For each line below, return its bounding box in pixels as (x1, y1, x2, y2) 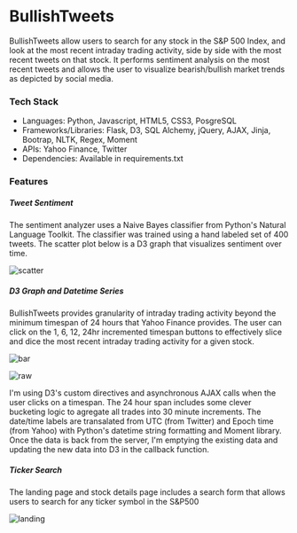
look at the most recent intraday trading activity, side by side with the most (9, 44, 282, 55)
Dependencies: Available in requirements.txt (21, 153, 184, 164)
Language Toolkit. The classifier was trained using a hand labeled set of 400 (9, 229, 289, 240)
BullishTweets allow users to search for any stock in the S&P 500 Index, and (9, 35, 286, 46)
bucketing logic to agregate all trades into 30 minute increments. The (9, 406, 262, 418)
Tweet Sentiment (9, 197, 74, 208)
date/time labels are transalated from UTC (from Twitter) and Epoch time (9, 416, 274, 427)
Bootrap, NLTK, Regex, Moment (21, 135, 137, 145)
